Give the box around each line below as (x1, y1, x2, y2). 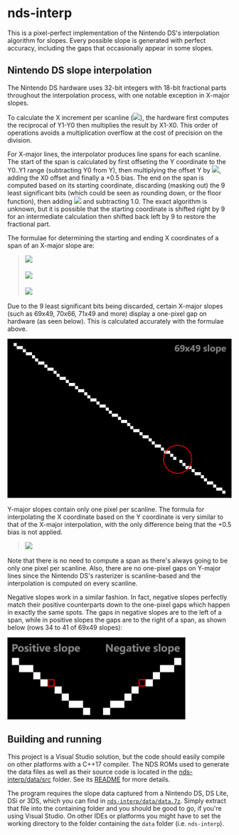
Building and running (7, 733, 102, 746)
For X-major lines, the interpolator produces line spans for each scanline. (7, 150, 222, 158)
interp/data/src (7, 775, 51, 784)
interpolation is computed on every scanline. (7, 579, 138, 588)
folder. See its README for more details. (52, 775, 171, 784)
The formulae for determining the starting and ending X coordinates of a (7, 233, 219, 242)
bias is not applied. (7, 528, 63, 536)
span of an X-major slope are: (7, 241, 95, 250)
